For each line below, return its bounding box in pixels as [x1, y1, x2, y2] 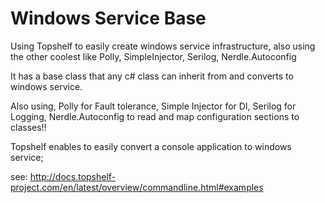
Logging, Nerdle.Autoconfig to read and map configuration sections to [10, 110, 300, 122]
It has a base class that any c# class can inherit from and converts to [10, 70, 294, 82]
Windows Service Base [10, 7, 207, 30]
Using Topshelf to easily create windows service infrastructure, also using [10, 40, 316, 52]
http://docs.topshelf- [29, 170, 117, 182]
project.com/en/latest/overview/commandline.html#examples [10, 181, 264, 193]
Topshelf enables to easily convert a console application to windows [10, 140, 292, 152]
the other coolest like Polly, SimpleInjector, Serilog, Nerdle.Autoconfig [10, 50, 297, 62]
